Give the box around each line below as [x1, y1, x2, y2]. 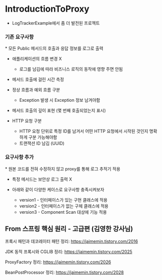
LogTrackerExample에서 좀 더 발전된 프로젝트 [12, 20, 100, 26]
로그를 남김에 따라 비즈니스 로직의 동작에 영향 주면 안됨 [19, 66, 123, 72]
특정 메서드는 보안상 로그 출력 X [12, 176, 72, 182]
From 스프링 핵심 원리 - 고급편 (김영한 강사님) [5, 224, 133, 233]
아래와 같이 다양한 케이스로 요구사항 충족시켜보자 [12, 187, 104, 192]
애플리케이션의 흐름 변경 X [12, 56, 62, 62]
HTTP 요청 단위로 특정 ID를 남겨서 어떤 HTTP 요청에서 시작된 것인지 [19, 128, 148, 134]
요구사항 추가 [5, 154, 34, 161]
